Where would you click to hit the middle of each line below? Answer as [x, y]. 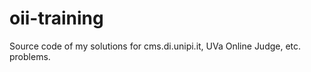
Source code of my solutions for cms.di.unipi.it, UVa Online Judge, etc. [155, 46]
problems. [30, 56]
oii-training [56, 18]
